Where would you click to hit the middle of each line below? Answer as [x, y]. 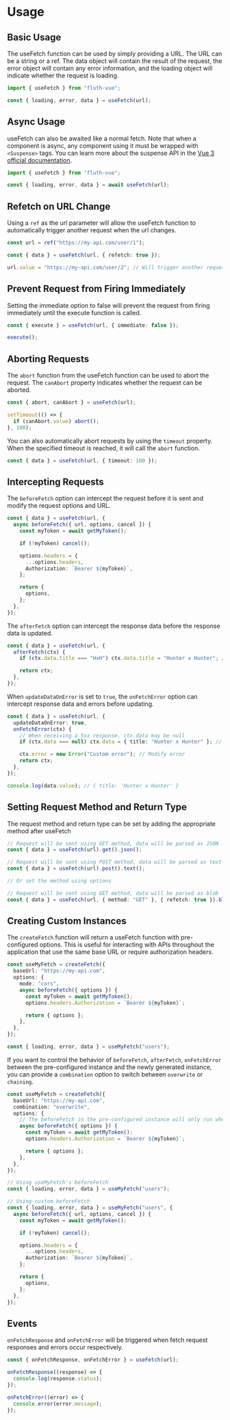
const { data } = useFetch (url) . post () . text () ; [76, 869]
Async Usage [36, 122]
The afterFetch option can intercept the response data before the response [114, 626]
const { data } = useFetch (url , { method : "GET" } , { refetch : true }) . [113, 899]
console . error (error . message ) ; [58, 1404]
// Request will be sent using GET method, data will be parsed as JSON [113, 844]
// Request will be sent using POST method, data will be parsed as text [115, 862]
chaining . [21, 1081]
